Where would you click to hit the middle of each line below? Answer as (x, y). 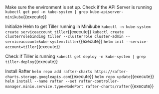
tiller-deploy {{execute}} (32, 61)
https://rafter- (111, 72)
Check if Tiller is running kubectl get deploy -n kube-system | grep (76, 56)
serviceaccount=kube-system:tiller (42, 42)
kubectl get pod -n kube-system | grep (47, 12)
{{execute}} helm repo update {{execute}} (112, 76)
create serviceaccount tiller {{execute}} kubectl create (65, 32)
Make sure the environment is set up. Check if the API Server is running (79, 7)
